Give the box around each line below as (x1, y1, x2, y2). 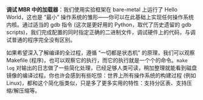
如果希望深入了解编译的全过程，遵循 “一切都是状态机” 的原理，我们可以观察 (6, 49, 196, 56)
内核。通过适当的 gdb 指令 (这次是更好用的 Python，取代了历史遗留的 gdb (6, 21, 191, 28)
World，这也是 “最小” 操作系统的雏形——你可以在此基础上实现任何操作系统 (6, 13, 194, 21)
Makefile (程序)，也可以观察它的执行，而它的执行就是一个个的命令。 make (6, 57, 188, 64)
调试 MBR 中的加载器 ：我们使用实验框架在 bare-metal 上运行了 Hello (6, 6, 178, 13)
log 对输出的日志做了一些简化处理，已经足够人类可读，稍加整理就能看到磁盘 (6, 64, 198, 72)
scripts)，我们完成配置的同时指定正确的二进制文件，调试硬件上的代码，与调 (6, 28, 196, 36)
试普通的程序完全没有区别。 (6, 36, 76, 43)
